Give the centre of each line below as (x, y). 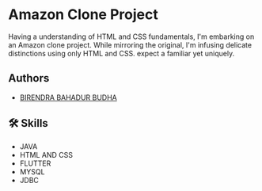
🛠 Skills (28, 123)
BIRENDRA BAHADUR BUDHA (68, 97)
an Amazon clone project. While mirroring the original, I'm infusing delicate (130, 44)
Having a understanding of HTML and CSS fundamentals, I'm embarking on (131, 36)
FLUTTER (35, 163)
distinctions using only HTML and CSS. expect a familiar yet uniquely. (122, 53)
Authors (29, 78)
